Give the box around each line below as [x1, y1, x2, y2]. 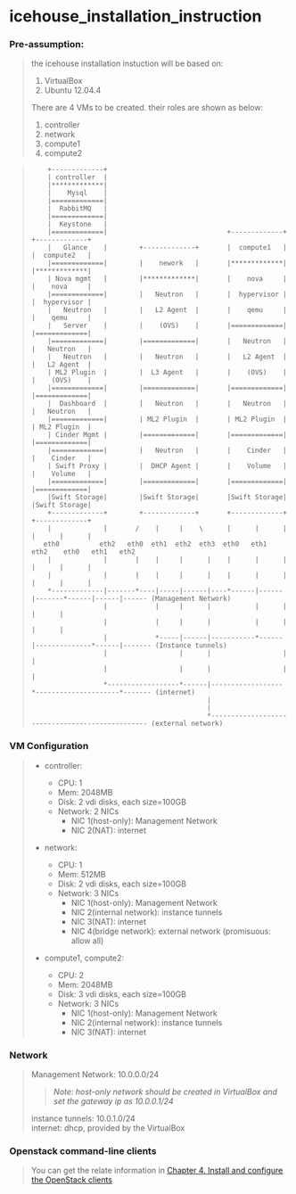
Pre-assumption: [9, 38, 85, 51]
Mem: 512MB [57, 869, 106, 879]
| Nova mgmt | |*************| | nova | [47, 275, 287, 284]
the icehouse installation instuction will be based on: [30, 58, 224, 69]
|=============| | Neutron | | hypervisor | [47, 290, 287, 300]
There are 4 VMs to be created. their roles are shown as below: [30, 103, 264, 113]
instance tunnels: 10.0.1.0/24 [30, 1113, 136, 1124]
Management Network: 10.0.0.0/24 [30, 1069, 160, 1080]
